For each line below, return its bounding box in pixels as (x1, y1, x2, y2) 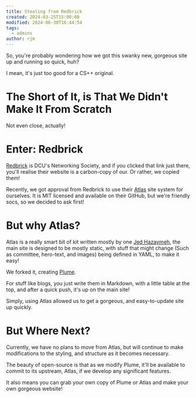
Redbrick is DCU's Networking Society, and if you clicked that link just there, (6, 162, 190, 169)
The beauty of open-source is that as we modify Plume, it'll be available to (6, 361, 185, 368)
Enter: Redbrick (6, 143, 84, 156)
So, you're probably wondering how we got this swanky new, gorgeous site (6, 52, 187, 59)
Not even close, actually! (6, 122, 66, 129)
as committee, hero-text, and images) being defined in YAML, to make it (6, 251, 180, 258)
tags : (6, 25, 19, 31)
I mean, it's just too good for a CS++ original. (6, 70, 115, 76)
